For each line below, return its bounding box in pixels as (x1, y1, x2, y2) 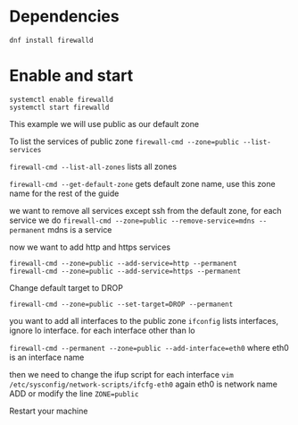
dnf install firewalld (9, 36, 94, 45)
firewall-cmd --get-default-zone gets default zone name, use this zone (9, 178, 276, 189)
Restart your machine (9, 405, 88, 416)
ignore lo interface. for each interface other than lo (9, 325, 195, 336)
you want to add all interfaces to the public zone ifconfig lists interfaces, (9, 315, 279, 326)
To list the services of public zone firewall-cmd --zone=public (9, 136, 239, 147)
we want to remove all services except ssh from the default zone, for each (9, 205, 283, 216)
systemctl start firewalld (9, 103, 110, 112)
